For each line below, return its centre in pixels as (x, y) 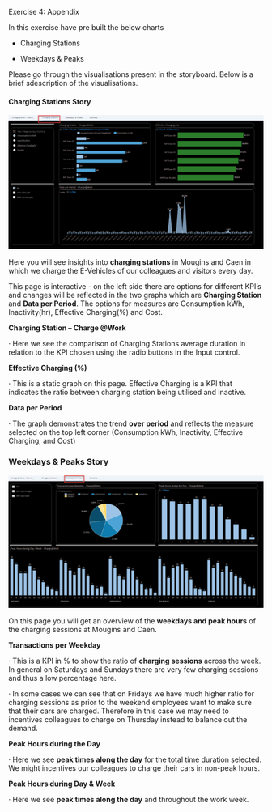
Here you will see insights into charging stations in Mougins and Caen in (130, 262)
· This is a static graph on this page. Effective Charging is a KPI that (120, 384)
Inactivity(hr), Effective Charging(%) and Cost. (86, 312)
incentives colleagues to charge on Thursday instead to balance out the (128, 719)
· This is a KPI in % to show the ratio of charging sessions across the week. (135, 661)
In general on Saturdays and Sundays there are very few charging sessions (134, 669)
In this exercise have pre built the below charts (86, 27)
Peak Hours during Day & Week (62, 784)
